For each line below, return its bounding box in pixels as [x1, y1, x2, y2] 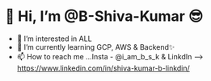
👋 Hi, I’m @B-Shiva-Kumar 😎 [5, 7, 204, 26]
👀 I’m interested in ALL [16, 34, 92, 43]
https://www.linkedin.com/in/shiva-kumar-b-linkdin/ [16, 63, 191, 73]
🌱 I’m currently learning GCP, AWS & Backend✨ [16, 42, 175, 51]
